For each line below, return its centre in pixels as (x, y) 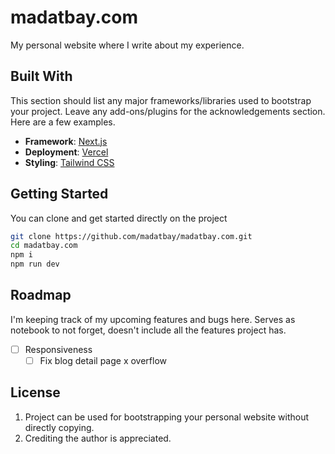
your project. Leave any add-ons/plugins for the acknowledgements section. (168, 111)
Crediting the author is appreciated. (98, 438)
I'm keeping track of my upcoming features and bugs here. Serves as (153, 319)
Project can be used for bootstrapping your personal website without (167, 417)
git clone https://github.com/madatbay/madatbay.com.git (131, 236)
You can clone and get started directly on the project (119, 218)
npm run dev (35, 264)
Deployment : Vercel (66, 152)
